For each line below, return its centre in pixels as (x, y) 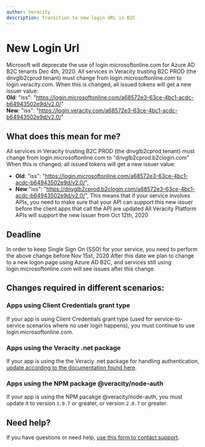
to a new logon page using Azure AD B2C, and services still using (89, 262)
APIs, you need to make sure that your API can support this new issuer (104, 202)
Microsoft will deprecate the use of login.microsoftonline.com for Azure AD (101, 65)
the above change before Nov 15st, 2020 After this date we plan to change (100, 256)
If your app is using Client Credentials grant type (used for (80, 319)
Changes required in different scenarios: (85, 288)
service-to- (168, 319)
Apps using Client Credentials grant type (68, 305)
